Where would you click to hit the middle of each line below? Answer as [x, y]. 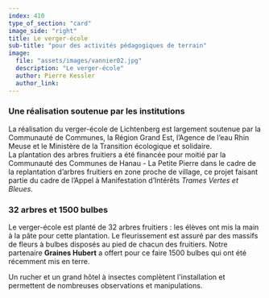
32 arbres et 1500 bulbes [58, 209]
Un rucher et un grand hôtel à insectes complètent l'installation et [117, 277]
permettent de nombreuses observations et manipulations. [106, 286]
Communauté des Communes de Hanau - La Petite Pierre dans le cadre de [132, 163]
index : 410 [27, 16]
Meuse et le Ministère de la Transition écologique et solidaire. [110, 146]
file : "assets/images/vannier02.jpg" [79, 61]
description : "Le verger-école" [70, 68]
